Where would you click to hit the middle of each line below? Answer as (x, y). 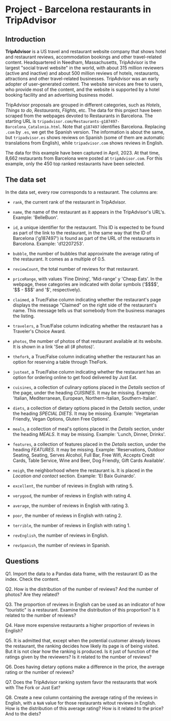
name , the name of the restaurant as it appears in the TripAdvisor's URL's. (89, 212)
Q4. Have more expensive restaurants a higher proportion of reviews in (80, 625)
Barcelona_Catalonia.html (33, 127)
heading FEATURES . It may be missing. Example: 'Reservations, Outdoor (89, 449)
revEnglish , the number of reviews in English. (60, 535)
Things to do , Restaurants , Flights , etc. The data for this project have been (83, 110)
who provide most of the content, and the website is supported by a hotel (82, 90)
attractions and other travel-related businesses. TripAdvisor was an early (82, 79)
